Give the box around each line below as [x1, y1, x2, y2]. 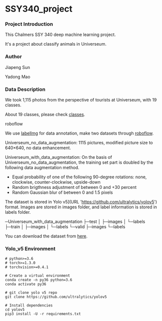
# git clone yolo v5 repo [5, 290, 57, 295]
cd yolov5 [5, 307, 25, 312]
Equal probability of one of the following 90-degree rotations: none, [12, 174, 147, 180]
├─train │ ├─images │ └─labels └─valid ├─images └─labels [5, 224, 126, 230]
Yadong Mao [5, 74, 30, 80]
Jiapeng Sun [5, 64, 30, 70]
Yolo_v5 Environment [5, 245, 56, 252]
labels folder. [5, 209, 31, 215]
